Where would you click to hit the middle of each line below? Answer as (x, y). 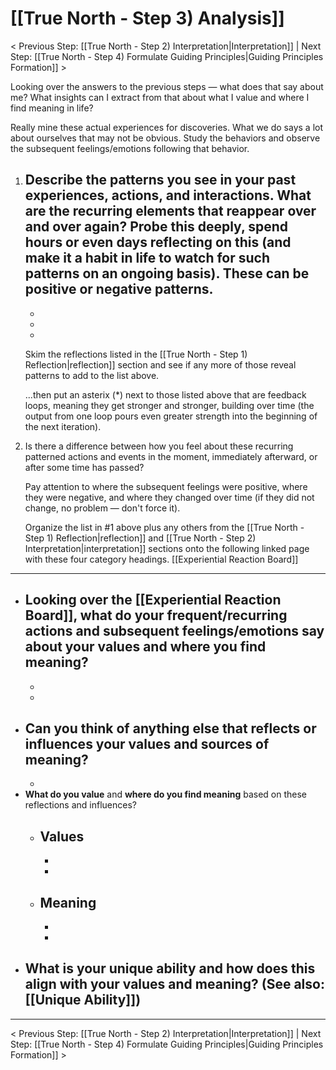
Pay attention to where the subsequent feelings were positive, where (166, 486)
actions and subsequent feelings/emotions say (174, 631)
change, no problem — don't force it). (102, 508)
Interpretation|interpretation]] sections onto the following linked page (167, 548)
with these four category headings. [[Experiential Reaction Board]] (161, 559)
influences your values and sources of (147, 743)
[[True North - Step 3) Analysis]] (147, 18)
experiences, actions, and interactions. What (168, 195)
